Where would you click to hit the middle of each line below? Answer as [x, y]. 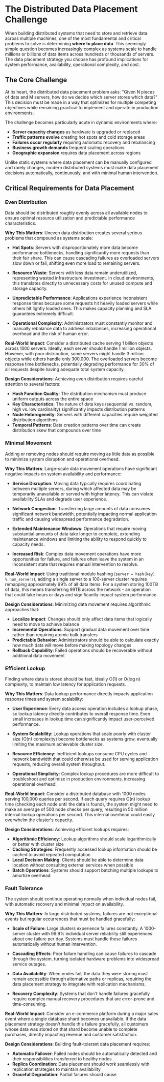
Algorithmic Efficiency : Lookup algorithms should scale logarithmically [84, 839]
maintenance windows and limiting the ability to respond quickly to [79, 539]
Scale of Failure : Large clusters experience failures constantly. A [77, 928]
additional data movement [38, 655]
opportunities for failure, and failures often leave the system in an [78, 559]
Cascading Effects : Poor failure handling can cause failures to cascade [84, 954]
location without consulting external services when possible [73, 865]
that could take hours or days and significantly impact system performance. [82, 594]
